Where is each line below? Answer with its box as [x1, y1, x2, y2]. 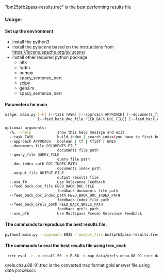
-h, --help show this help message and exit [9, 130, 125, 135]
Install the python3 [12, 39, 49, 45]
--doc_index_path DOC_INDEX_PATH [9, 162, 77, 167]
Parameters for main [5, 101, 48, 107]
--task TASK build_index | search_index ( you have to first [9, 134, 153, 139]
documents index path [57, 166, 101, 171]
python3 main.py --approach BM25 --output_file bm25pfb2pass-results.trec [5, 232, 160, 237]
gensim [19, 85, 34, 91]
